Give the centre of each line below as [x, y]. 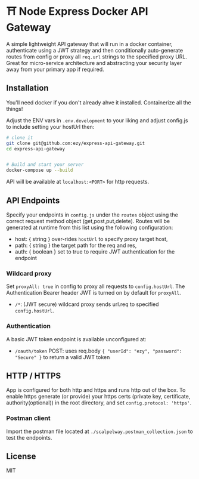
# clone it [20, 137]
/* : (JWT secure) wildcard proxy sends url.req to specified [87, 304]
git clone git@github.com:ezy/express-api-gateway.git [76, 143]
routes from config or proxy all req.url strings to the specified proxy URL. [97, 57]
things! [15, 109]
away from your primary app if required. [55, 69]
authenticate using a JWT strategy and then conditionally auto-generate [95, 50]
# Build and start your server [45, 165]
